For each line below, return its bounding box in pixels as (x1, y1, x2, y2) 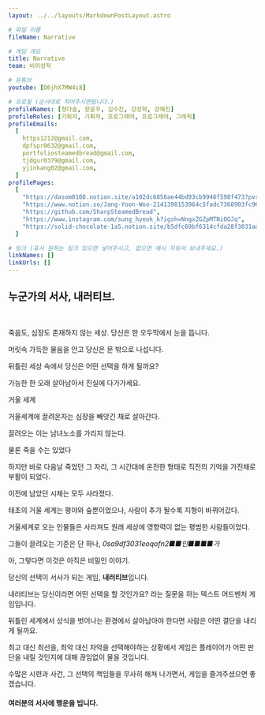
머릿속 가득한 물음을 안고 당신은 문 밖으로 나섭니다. (8, 344, 164, 354)
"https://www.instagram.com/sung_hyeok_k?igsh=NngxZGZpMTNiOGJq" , (22, 215, 245, 223)
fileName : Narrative (8, 33, 77, 41)
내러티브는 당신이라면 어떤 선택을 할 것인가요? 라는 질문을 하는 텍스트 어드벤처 (8, 589, 248, 598)
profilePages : (8, 178, 55, 186)
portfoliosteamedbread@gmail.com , (22, 149, 136, 157)
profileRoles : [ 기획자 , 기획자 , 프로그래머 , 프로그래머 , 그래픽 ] (8, 112, 196, 121)
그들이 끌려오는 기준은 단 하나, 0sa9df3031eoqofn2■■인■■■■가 (8, 538, 220, 548)
